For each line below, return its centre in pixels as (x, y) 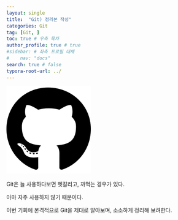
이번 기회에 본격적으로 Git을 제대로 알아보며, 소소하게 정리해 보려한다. (89, 210)
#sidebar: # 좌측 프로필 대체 (41, 52)
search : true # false (34, 64)
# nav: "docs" (29, 58)
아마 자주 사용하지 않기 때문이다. (45, 197)
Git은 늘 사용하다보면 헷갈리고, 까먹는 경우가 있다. (65, 184)
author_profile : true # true (44, 45)
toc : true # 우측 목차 (33, 39)
